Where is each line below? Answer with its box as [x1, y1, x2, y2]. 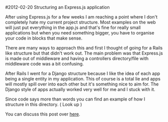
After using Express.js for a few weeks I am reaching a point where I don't [5, 14, 158, 19]
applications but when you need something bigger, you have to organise [5, 30, 154, 35]
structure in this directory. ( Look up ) [5, 101, 82, 107]
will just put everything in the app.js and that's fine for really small [5, 24, 141, 30]
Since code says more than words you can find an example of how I [5, 96, 145, 102]
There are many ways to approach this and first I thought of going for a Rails [5, 45, 163, 50]
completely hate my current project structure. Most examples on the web [5, 19, 156, 25]
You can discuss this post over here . [5, 111, 80, 117]
